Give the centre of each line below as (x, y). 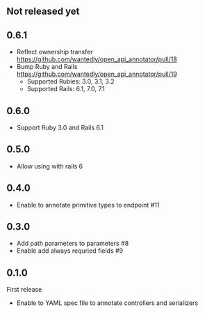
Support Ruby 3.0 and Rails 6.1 (60, 127)
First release (24, 290)
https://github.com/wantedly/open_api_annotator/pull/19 (97, 74)
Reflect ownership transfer (55, 52)
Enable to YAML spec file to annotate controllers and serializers (107, 303)
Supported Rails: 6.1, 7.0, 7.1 (66, 89)
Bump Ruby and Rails (47, 67)
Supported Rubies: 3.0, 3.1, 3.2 (71, 81)
